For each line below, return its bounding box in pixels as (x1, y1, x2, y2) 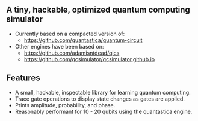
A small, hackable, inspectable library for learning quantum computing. (14, 89, 191, 96)
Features (6, 73, 40, 83)
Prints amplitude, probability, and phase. (14, 101, 116, 108)
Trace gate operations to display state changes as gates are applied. (14, 95, 185, 102)
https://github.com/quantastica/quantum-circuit (23, 36, 143, 44)
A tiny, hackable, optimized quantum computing (6, 5, 191, 15)
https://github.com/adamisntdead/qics (23, 49, 120, 56)
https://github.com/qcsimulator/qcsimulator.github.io (23, 55, 155, 62)
